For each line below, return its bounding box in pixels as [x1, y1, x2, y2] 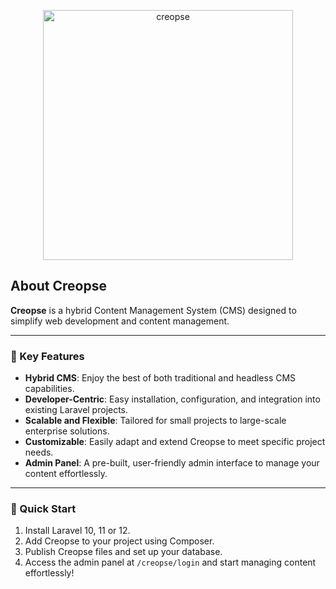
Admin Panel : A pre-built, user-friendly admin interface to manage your [24, 457, 320, 469]
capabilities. [24, 383, 75, 395]
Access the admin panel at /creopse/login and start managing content [24, 556, 317, 569]
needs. [24, 446, 54, 459]
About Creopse [10, 278, 108, 295]
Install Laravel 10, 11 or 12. [24, 525, 131, 537]
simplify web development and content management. [10, 315, 230, 327]
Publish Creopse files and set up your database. [24, 546, 223, 558]
